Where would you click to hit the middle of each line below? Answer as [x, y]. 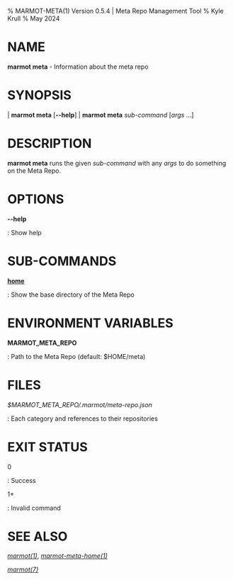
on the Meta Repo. [34, 171]
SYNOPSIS [40, 95]
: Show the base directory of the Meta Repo [71, 295]
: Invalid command [34, 508]
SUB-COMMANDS [62, 261]
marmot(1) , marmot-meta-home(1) [58, 556]
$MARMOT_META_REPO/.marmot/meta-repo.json [80, 404]
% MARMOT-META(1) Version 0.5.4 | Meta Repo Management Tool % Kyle [116, 11]
